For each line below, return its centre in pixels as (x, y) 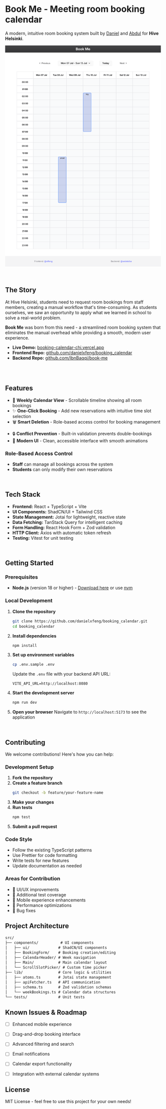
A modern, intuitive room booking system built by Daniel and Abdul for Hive (82, 33)
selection (21, 416)
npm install (24, 645)
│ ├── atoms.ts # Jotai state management (58, 978)
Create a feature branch (37, 783)
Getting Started (29, 563)
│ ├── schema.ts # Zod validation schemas (58, 987)
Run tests (22, 808)
